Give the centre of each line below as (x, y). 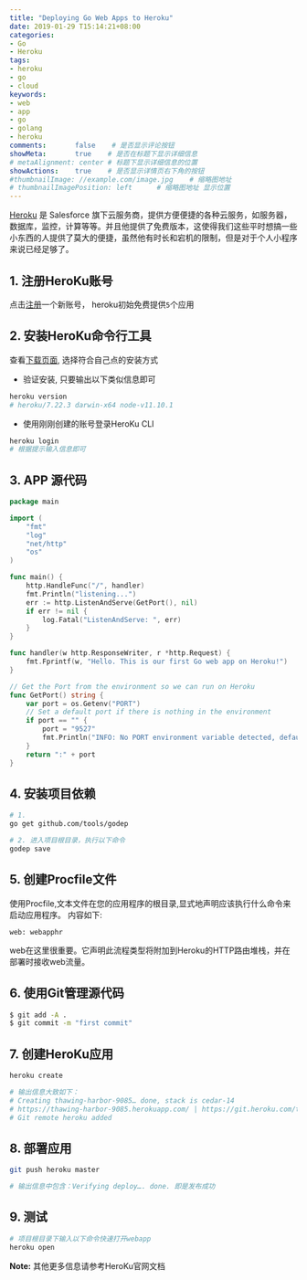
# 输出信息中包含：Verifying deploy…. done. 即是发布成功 (112, 1187)
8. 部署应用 (41, 1148)
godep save (30, 849)
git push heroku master (55, 1170)
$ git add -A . (38, 1015)
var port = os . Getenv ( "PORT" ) (84, 703)
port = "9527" (69, 729)
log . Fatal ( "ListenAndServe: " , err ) (112, 619)
